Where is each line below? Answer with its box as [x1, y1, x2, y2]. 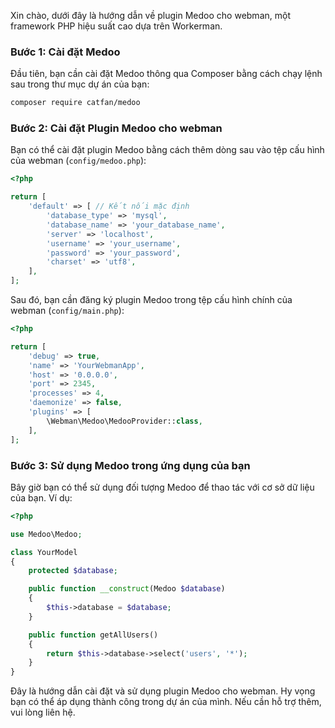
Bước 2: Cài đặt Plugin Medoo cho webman [10, 121, 223, 135]
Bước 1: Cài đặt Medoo [10, 45, 121, 59]
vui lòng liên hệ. [10, 706, 76, 719]
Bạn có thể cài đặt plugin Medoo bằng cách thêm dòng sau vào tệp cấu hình [10, 144, 325, 156]
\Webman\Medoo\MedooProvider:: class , [46, 416, 203, 426]
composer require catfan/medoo [10, 98, 141, 108]
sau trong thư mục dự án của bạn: [10, 78, 150, 90]
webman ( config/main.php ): [10, 305, 125, 317]
